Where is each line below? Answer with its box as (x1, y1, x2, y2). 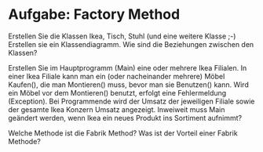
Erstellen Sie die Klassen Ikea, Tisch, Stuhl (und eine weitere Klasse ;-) (8, 31, 236, 41)
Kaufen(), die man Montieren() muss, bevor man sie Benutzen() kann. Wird (8, 80, 249, 89)
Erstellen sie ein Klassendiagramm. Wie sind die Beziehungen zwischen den (8, 39, 254, 49)
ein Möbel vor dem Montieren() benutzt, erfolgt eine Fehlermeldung (8, 88, 227, 97)
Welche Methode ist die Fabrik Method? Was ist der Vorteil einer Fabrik (8, 128, 238, 138)
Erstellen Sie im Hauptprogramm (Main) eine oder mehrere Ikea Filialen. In (8, 63, 247, 72)
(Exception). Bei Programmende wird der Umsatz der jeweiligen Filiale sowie (8, 96, 255, 106)
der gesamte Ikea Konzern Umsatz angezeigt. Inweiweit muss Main (8, 104, 225, 114)
